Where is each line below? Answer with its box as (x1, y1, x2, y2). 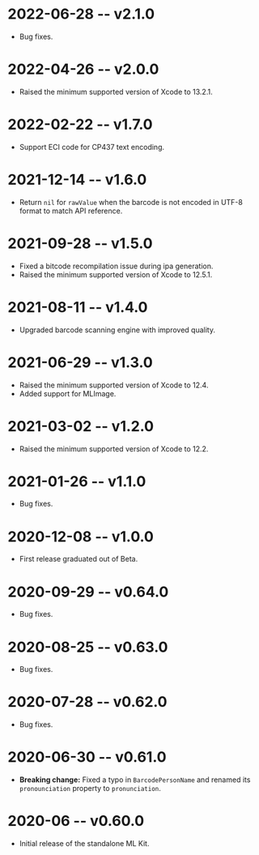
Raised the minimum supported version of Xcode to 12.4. (19, 380, 209, 390)
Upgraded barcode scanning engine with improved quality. (19, 325, 216, 335)
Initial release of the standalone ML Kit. (19, 839, 150, 849)
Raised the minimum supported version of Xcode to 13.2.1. (19, 87, 213, 96)
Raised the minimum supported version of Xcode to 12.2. (19, 443, 209, 454)
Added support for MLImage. (19, 388, 117, 398)
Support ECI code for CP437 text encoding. (19, 142, 165, 152)
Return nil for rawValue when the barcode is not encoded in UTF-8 (19, 197, 244, 207)
